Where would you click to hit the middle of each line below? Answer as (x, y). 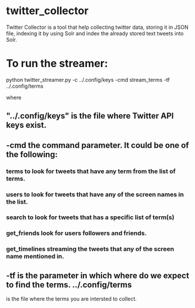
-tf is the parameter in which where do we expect (98, 275)
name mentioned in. (35, 256)
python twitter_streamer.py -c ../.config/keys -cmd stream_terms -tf (88, 80)
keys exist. (26, 125)
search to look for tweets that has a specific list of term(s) (90, 217)
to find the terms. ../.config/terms (69, 285)
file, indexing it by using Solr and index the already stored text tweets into (95, 33)
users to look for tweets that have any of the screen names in (95, 194)
